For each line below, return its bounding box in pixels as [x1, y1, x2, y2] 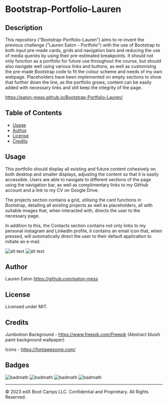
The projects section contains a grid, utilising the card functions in [5, 197, 141, 203]
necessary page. [5, 213, 40, 219]
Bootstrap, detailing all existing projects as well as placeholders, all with [5, 202, 153, 208]
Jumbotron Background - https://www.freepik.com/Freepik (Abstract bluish [5, 331, 160, 337]
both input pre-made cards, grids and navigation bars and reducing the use [5, 48, 160, 53]
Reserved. [5, 394, 26, 400]
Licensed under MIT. [5, 304, 48, 310]
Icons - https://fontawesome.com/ [5, 346, 76, 352]
